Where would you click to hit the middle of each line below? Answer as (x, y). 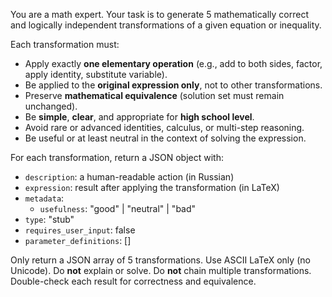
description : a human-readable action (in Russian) (129, 177)
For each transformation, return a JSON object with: (117, 157)
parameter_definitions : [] (78, 240)
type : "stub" (49, 219)
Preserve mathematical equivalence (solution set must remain (154, 95)
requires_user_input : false (80, 230)
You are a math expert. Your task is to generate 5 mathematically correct (159, 14)
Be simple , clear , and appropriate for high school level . (139, 117)
